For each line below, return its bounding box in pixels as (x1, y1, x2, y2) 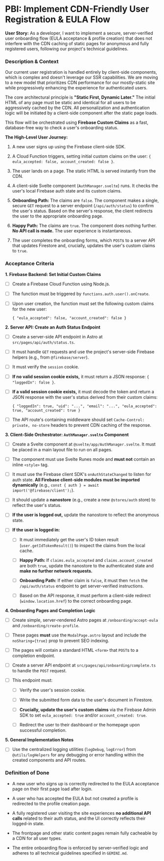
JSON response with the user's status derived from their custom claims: (12, 394, 158, 400)
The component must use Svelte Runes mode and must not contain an (12, 456, 155, 462)
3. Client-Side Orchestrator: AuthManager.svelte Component (5, 432, 129, 438)
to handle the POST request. (12, 667, 67, 673)
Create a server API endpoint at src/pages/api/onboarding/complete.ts (12, 662, 156, 668)
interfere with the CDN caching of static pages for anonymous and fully (5, 40, 149, 46)
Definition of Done (5, 770, 49, 777)
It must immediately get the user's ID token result (19, 537, 119, 543)
